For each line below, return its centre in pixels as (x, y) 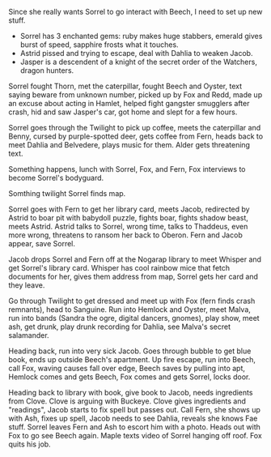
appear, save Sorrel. (42, 243)
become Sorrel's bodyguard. (56, 178)
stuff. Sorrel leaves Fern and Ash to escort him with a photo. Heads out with (134, 427)
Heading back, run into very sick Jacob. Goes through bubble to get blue (130, 351)
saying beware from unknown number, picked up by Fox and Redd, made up (135, 95)
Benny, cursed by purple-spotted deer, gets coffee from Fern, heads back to (136, 136)
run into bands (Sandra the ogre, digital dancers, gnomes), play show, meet (134, 318)
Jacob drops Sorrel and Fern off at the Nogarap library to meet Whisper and (135, 259)
